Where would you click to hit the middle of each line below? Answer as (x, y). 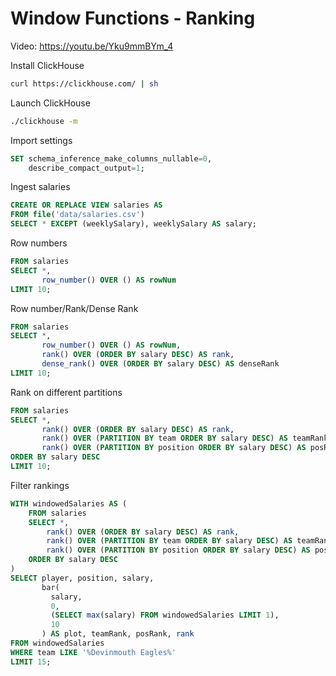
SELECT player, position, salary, (82, 578)
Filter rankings (40, 485)
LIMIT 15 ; (31, 662)
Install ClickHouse (47, 65)
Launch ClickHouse (50, 103)
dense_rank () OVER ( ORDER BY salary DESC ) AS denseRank (160, 364)
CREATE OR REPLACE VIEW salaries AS (86, 205)
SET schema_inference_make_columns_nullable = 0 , (111, 158)
